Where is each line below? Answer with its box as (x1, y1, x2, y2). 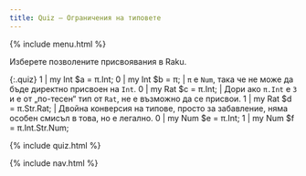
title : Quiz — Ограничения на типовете (9, 13, 162, 23)
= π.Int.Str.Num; (9, 122, 69, 133)
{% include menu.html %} (9, 38, 107, 49)
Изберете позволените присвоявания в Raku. (9, 56, 187, 67)
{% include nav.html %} (9, 157, 99, 169)
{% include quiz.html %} (9, 140, 101, 150)
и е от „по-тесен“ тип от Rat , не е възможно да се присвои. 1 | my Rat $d (9, 93, 292, 104)
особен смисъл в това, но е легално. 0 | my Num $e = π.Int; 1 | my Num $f (9, 112, 295, 123)
